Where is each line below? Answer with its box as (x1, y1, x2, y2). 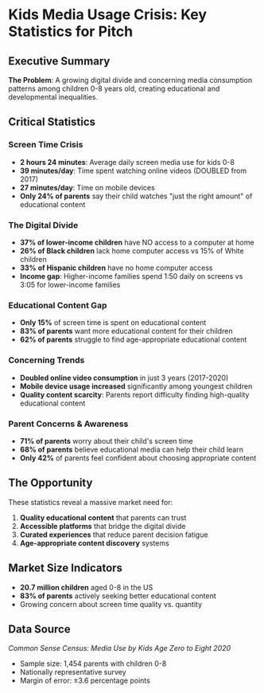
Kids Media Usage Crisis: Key (8, 6, 208, 24)
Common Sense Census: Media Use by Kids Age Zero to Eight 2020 (8, 644, 231, 653)
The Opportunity (8, 476, 93, 490)
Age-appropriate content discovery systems (19, 538, 169, 547)
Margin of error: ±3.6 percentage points (19, 675, 151, 686)
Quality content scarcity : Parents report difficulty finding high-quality (19, 390, 250, 399)
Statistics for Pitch (8, 22, 134, 41)
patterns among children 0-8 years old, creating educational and (8, 84, 220, 93)
